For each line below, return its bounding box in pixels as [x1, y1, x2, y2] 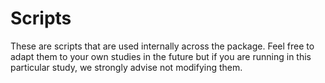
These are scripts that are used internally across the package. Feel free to [10, 40, 315, 52]
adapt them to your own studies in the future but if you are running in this [10, 50, 312, 62]
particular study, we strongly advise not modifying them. [10, 61, 243, 73]
